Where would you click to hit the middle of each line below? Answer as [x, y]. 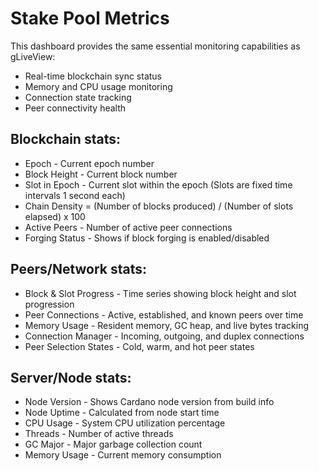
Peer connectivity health [75, 108]
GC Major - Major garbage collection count [113, 444]
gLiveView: [33, 56]
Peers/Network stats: [79, 269]
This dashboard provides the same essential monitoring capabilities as [155, 46]
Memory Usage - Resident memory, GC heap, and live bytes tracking [167, 325]
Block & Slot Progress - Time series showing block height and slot [160, 293]
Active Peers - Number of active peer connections [128, 227]
